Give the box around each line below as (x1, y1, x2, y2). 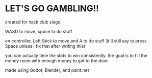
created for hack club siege (5, 19, 61, 25)
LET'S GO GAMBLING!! (5, 3, 99, 14)
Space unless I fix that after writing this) (5, 43, 86, 49)
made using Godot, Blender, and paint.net (5, 67, 89, 73)
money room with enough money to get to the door (5, 58, 108, 63)
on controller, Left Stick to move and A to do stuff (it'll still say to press (5, 38, 147, 44)
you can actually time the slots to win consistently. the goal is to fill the (5, 52, 148, 58)
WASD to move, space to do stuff (5, 28, 73, 34)
